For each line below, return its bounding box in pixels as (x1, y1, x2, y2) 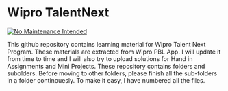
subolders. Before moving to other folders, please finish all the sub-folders (7, 69, 218, 77)
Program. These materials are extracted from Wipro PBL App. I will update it (7, 48, 221, 56)
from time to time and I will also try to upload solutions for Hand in (7, 54, 193, 62)
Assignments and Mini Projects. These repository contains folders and (7, 62, 205, 70)
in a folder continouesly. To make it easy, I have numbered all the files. (7, 76, 205, 84)
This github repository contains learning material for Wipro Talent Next (7, 40, 206, 48)
